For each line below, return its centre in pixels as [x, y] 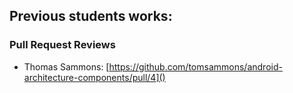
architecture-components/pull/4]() [94, 77]
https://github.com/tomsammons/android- [195, 66]
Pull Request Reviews [62, 45]
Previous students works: [91, 16]
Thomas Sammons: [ [66, 66]
